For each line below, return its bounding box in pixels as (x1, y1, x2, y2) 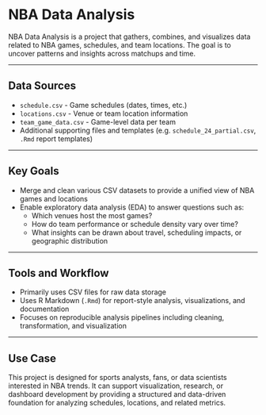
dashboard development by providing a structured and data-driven (8, 390, 226, 399)
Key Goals (8, 164, 59, 178)
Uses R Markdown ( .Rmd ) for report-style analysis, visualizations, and (19, 296, 245, 305)
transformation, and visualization (19, 321, 127, 331)
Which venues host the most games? (31, 210, 153, 220)
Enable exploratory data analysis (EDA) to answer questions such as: (19, 202, 245, 212)
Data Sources (8, 79, 77, 93)
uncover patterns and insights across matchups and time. (8, 48, 196, 58)
